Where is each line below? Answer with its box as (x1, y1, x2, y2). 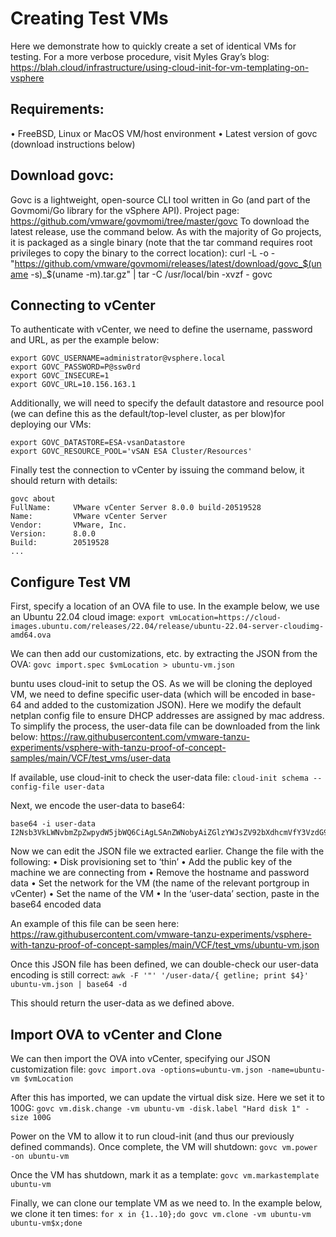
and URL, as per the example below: (10, 334, 160, 346)
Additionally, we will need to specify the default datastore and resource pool (10, 397, 325, 409)
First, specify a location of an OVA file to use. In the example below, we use (10, 600, 320, 612)
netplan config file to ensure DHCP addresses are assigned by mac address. (10, 710, 325, 722)
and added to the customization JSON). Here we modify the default (23, 699, 302, 711)
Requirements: (10, 101, 105, 118)
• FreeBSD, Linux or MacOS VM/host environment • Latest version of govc (10, 127, 318, 139)
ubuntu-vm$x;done (10, 1218, 83, 1228)
